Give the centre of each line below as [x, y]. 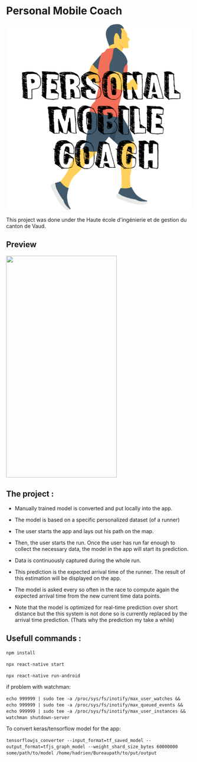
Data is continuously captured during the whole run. [78, 560]
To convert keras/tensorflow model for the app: [63, 729]
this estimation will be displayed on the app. [68, 578]
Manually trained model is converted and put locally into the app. [93, 508]
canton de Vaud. [26, 226]
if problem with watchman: [38, 687]
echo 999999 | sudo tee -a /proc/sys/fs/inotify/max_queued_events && [95, 705]
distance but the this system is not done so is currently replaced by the [101, 614]
